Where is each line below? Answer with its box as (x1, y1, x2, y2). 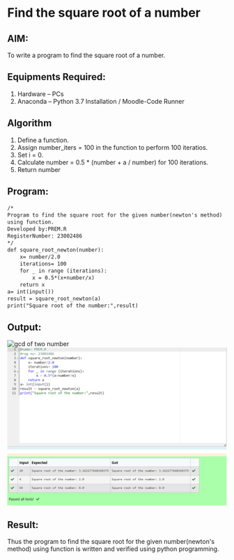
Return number (17, 165, 61, 173)
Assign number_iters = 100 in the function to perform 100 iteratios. (17, 143, 208, 151)
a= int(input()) (7, 288, 54, 295)
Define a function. (17, 136, 70, 144)
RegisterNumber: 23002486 (7, 233, 82, 240)
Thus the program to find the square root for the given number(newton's (7, 538, 215, 546)
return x (19, 281, 45, 288)
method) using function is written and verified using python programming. (7, 545, 219, 553)
